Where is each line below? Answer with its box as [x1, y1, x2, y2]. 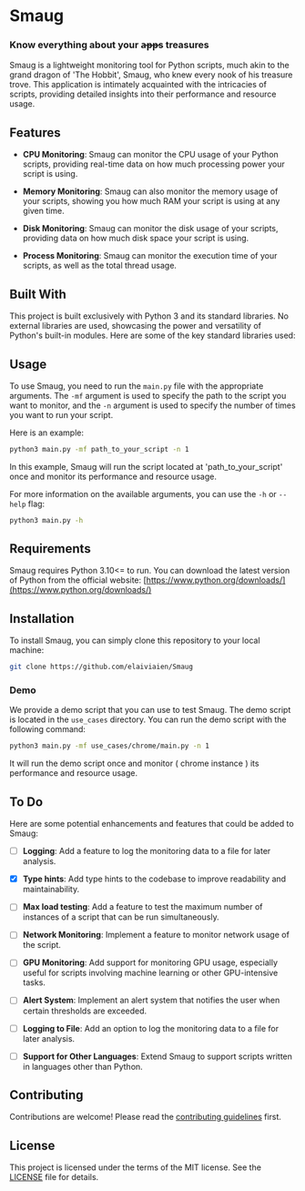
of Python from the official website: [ [9, 575, 147, 585]
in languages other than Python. [22, 1061, 143, 1072]
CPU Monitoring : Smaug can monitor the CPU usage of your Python [22, 149, 280, 160]
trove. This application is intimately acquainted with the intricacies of [9, 79, 267, 90]
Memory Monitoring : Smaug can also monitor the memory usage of [22, 186, 279, 197]
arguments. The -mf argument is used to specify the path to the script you [9, 390, 287, 401]
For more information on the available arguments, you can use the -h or [9, 488, 278, 499]
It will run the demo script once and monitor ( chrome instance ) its [9, 758, 259, 769]
